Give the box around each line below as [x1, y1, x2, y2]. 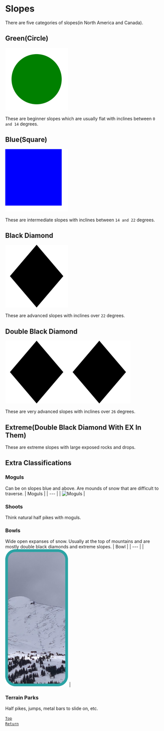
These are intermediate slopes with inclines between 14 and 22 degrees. [5, 217, 155, 223]
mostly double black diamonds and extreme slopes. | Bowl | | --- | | [5, 544, 144, 550]
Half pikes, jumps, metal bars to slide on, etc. [5, 705, 98, 711]
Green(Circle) [5, 34, 49, 43]
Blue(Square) [5, 135, 48, 144]
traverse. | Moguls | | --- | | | [5, 490, 85, 497]
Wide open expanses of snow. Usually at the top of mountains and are [5, 538, 150, 544]
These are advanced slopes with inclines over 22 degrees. [5, 313, 125, 319]
